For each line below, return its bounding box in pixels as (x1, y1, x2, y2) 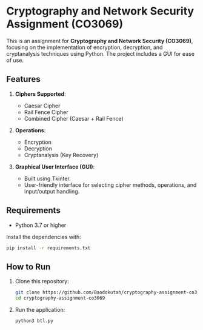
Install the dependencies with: (6, 233, 81, 240)
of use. (6, 56, 24, 64)
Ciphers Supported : (15, 90, 66, 98)
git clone (15, 289, 41, 295)
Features (6, 74, 41, 84)
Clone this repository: (15, 278, 69, 285)
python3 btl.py (15, 318, 54, 324)
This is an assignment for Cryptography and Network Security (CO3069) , (6, 37, 193, 44)
